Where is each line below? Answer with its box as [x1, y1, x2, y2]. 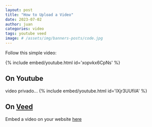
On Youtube [5, 74, 44, 83]
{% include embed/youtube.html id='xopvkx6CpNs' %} [5, 59, 121, 66]
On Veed [5, 103, 33, 111]
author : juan [5, 21, 33, 27]
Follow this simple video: [5, 49, 57, 56]
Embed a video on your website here [5, 116, 82, 122]
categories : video [5, 26, 44, 31]
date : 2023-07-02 [5, 17, 42, 22]
